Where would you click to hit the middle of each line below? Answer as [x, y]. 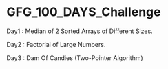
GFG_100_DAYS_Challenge [84, 12]
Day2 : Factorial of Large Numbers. [56, 44]
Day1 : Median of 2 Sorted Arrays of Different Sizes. [80, 31]
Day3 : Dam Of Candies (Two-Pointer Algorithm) [75, 58]
